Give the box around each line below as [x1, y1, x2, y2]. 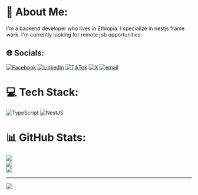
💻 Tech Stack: [6, 85, 79, 99]
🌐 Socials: [6, 48, 45, 58]
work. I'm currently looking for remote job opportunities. [6, 31, 143, 38]
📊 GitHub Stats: [6, 131, 87, 144]
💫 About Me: [6, 5, 68, 19]
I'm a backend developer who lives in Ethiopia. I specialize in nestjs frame [6, 25, 185, 32]
